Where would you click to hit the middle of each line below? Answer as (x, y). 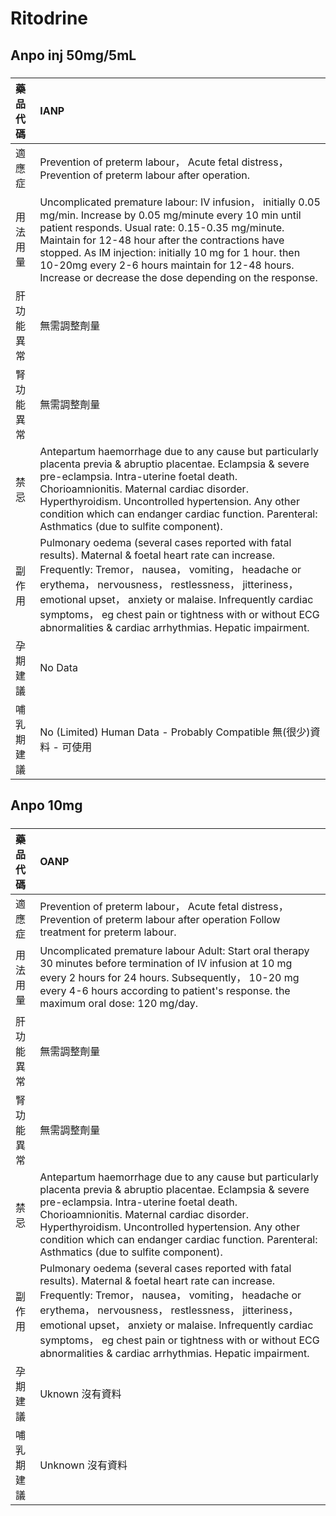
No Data (58, 667)
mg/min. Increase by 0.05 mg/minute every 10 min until (170, 215)
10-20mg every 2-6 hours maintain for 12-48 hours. (167, 265)
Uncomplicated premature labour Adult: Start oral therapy (174, 950)
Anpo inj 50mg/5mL (73, 55)
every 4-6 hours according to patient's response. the (165, 990)
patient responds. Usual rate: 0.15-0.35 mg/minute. (162, 227)
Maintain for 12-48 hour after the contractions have (162, 240)
